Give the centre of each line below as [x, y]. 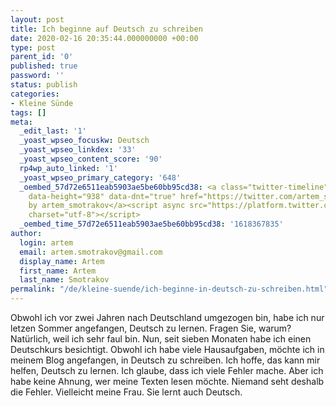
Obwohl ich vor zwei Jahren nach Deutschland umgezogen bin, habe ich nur [167, 317]
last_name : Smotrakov [64, 280]
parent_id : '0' [42, 57]
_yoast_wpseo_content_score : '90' [91, 159]
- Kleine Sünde [42, 103]
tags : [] [28, 112]
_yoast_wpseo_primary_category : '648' [100, 177]
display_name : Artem [62, 261]
